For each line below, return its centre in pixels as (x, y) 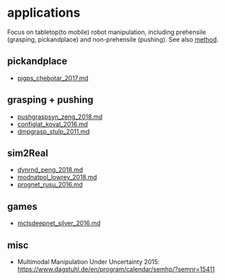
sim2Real (28, 153)
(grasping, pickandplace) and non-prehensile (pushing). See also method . (113, 39)
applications (44, 13)
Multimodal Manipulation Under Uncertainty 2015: (88, 262)
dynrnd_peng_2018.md (50, 170)
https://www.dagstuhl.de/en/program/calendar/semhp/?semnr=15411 (116, 269)
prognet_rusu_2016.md (50, 185)
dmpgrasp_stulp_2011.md (53, 131)
